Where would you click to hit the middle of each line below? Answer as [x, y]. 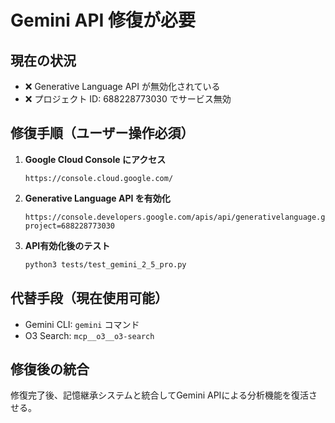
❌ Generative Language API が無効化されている [122, 86]
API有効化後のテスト [67, 245]
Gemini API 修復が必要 [103, 20]
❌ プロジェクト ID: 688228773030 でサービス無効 [128, 99]
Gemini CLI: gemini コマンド [82, 324]
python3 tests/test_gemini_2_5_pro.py [105, 264]
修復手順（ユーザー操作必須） [102, 133]
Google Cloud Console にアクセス [95, 159]
